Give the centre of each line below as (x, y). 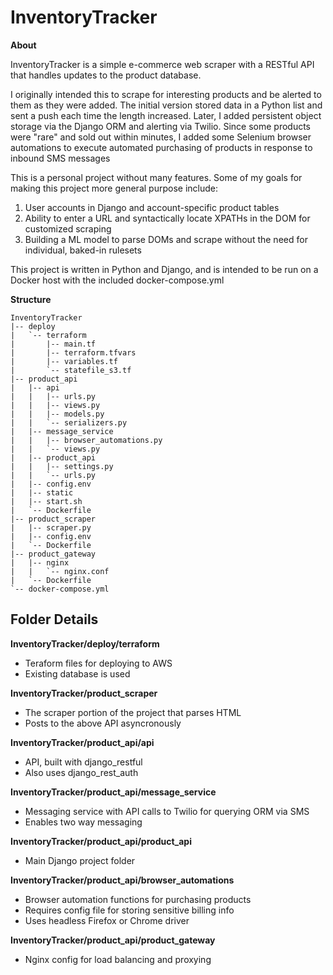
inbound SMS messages (60, 158)
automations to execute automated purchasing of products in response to (161, 147)
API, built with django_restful (83, 762)
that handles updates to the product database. (106, 75)
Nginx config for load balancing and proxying (118, 959)
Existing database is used (77, 673)
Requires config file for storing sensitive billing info (129, 910)
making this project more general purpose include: (114, 188)
